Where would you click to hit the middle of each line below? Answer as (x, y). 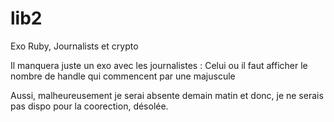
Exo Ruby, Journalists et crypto (74, 46)
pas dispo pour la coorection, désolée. (89, 106)
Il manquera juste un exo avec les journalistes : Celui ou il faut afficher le (159, 65)
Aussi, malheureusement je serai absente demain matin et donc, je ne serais (167, 95)
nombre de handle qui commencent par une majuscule (123, 76)
